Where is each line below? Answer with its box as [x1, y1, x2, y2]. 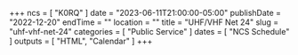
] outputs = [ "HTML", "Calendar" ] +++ [9, 35, 153, 46]
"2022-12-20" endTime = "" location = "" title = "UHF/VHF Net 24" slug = [9, 17, 279, 27]
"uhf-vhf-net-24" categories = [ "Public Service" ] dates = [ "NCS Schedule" [9, 27, 290, 36]
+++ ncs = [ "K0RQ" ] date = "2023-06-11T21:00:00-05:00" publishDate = [9, 8, 282, 18]
